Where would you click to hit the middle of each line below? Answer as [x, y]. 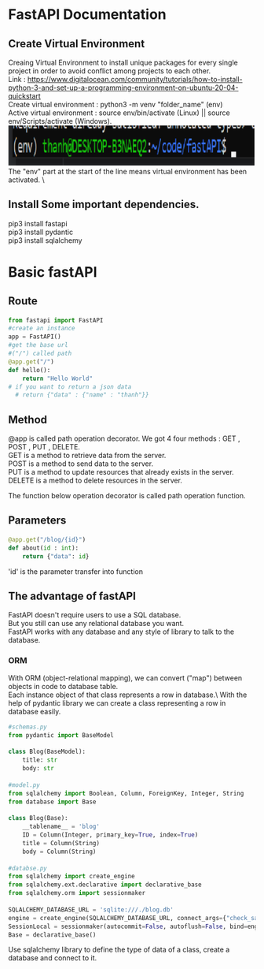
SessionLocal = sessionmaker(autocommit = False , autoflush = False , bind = [128, 926]
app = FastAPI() [35, 337]
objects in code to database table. [63, 686]
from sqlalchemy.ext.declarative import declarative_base [105, 885]
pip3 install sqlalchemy [45, 240]
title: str [40, 760]
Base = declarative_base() [52, 935]
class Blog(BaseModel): [47, 752]
